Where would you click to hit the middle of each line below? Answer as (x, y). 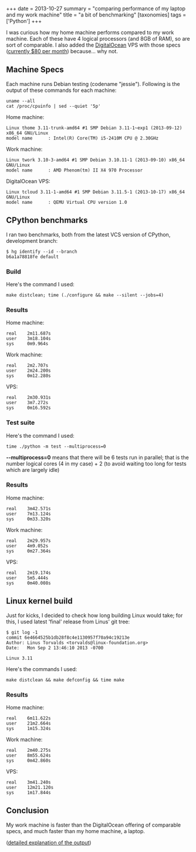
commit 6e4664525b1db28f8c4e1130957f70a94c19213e (68, 638)
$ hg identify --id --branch (42, 252)
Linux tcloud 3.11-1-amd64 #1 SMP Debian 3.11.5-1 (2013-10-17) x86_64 (95, 192)
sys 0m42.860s (28, 760)
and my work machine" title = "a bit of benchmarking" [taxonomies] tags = (96, 15)
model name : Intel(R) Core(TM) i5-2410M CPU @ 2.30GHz (82, 138)
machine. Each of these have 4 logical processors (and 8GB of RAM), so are (98, 39)
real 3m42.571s (28, 508)
